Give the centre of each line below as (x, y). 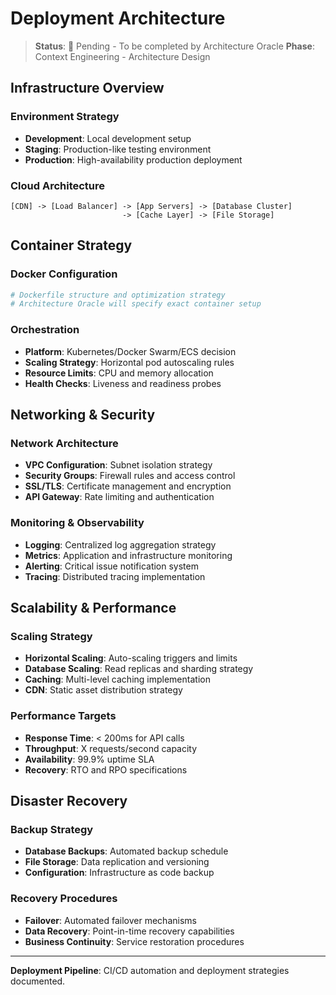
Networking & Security (83, 415)
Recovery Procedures (64, 899)
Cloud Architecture (58, 185)
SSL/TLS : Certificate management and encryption (128, 486)
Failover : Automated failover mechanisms (110, 920)
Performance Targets (63, 716)
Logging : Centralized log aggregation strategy (120, 544)
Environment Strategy (65, 117)
